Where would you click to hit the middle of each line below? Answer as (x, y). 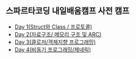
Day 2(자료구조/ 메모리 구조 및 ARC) (58, 34)
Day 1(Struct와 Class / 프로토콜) (53, 27)
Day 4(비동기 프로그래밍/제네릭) (53, 49)
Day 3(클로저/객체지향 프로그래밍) (55, 42)
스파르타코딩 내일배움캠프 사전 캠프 (68, 11)
